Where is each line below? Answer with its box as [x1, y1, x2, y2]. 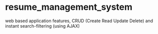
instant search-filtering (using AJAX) [5, 23, 80, 29]
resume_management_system [5, 1, 133, 13]
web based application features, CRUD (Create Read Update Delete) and [5, 18, 154, 24]
